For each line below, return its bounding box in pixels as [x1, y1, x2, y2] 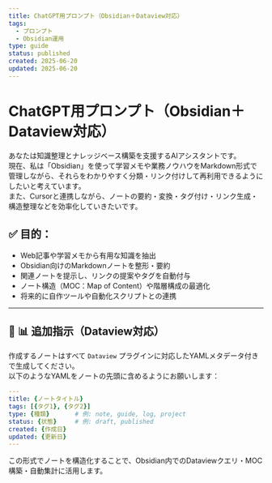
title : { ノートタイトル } [8, 395, 83, 404]
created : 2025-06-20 [8, 58, 79, 66]
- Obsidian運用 [15, 34, 65, 43]
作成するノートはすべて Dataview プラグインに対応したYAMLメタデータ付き [8, 351, 259, 361]
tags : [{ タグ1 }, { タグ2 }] [8, 403, 91, 411]
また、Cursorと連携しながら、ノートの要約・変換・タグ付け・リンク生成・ [8, 191, 258, 201]
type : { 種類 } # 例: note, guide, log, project [8, 410, 186, 418]
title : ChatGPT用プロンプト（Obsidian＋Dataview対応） [8, 11, 184, 20]
